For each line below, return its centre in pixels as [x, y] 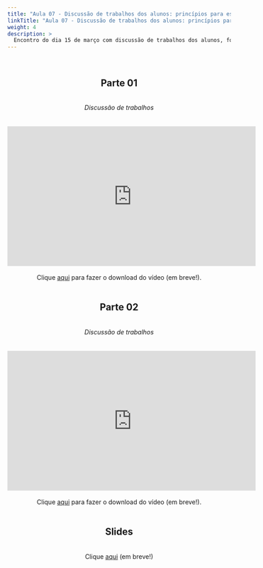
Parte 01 [119, 83]
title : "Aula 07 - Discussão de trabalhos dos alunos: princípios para [115, 14]
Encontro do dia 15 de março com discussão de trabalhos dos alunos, [118, 40]
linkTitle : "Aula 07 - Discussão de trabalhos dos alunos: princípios [114, 21]
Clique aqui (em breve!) [119, 556]
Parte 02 [119, 307]
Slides [119, 532]
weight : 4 [22, 27]
